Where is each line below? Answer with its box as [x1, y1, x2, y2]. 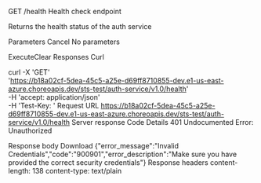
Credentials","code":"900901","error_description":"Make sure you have [8, 149, 237, 159]
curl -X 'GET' [8, 68, 50, 77]
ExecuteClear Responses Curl [8, 53, 104, 61]
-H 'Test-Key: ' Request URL [8, 101, 100, 110]
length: [8, 167, 31, 175]
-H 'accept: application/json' [8, 93, 100, 101]
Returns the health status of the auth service [8, 22, 152, 31]
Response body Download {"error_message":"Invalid [8, 141, 179, 150]
